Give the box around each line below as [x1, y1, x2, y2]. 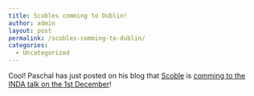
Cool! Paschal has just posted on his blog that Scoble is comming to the [8, 71, 246, 80]
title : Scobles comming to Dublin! [8, 11, 128, 20]
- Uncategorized [15, 49, 70, 57]
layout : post [8, 26, 52, 34]
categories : [8, 42, 48, 50]
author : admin [8, 19, 56, 27]
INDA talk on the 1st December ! [8, 79, 112, 89]
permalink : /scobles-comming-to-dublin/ [8, 34, 146, 42]
